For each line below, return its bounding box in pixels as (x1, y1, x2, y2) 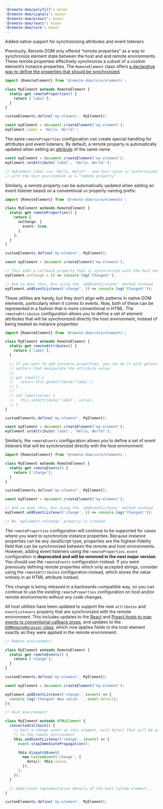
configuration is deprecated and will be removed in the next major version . (5, 553, 157, 559)
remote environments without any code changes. (5, 594, 103, 600)
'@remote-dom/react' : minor (5, 20, 62, 26)
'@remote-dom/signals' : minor (5, 12, 66, 17)
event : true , (22, 224, 49, 229)
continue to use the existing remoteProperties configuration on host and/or (5, 589, 155, 595)
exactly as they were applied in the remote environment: (5, 629, 117, 635)
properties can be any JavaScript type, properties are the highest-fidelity (5, 538, 151, 544)
